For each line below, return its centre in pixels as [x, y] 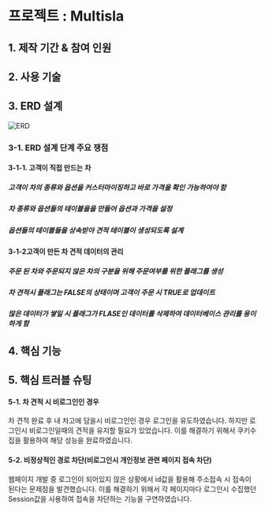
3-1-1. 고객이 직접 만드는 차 [50, 168]
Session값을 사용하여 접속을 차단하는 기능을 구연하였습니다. [100, 498]
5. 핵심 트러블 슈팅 [50, 380]
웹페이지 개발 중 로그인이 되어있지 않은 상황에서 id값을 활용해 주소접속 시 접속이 [130, 479]
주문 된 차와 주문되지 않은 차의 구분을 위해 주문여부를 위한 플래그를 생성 [116, 271]
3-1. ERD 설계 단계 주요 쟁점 [58, 147]
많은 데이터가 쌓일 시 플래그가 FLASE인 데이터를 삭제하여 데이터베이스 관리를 [125, 314]
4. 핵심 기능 [35, 351]
